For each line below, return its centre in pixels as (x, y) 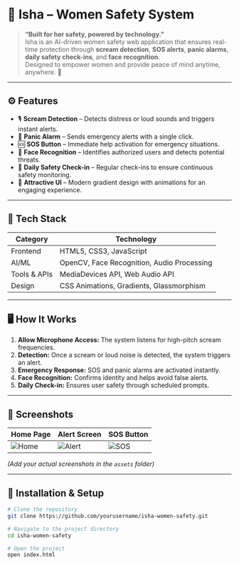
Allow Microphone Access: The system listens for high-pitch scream (119, 340)
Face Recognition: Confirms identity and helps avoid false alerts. (113, 378)
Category (32, 239)
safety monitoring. (44, 174)
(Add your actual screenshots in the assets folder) (81, 464)
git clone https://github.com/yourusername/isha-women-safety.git (108, 516)
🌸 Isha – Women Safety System (101, 15)
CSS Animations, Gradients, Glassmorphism (133, 285)
